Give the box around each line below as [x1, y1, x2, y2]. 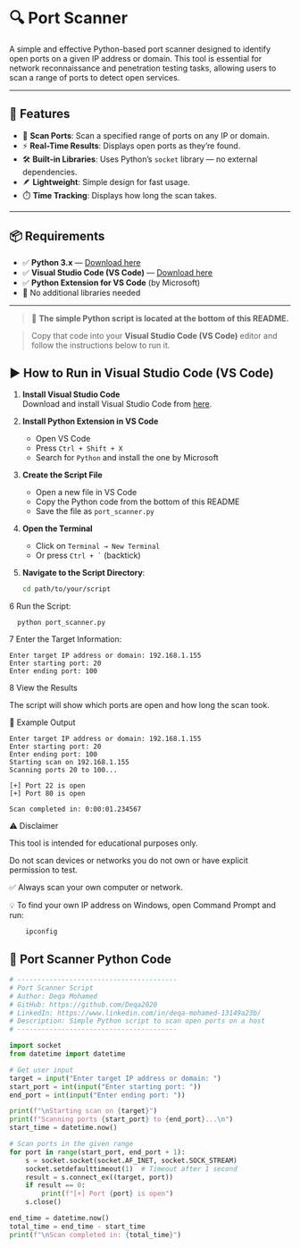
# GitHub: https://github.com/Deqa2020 [9, 999, 158, 1009]
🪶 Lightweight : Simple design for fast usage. [21, 176, 190, 187]
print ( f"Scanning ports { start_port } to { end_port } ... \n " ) [9, 1115, 234, 1124]
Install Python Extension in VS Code [21, 416, 159, 426]
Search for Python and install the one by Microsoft [35, 452, 219, 463]
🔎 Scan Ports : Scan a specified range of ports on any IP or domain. [21, 130, 270, 140]
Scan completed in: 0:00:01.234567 [9, 805, 142, 814]
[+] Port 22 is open [9, 781, 87, 790]
